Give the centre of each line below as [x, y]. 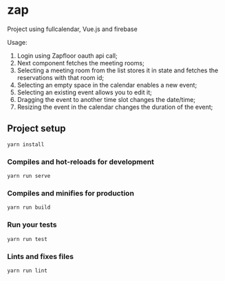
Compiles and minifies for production [71, 193]
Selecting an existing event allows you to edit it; [85, 92]
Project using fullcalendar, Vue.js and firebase [72, 29]
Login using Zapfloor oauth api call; [67, 55]
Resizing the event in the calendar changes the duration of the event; [115, 107]
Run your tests [32, 225]
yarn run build [29, 208]
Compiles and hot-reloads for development [81, 162]
